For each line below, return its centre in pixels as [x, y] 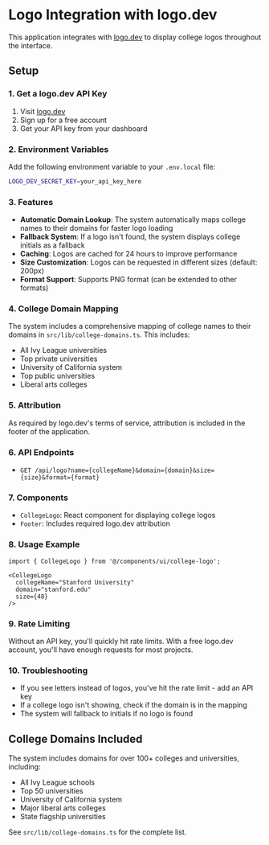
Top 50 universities [51, 790]
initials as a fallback [53, 245]
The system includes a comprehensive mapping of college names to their [130, 326]
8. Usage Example [44, 544]
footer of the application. [49, 431]
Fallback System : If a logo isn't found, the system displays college [130, 237]
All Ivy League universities [63, 351]
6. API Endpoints [41, 452]
